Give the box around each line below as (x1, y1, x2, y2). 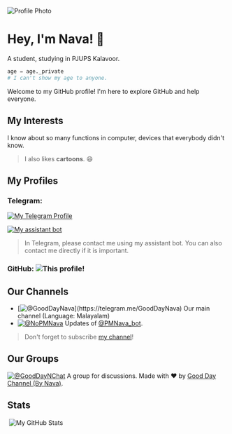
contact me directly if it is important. (24, 246, 129, 255)
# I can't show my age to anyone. (7, 74, 108, 81)
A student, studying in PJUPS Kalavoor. (7, 54, 120, 62)
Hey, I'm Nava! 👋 (7, 32, 105, 47)
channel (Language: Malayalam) (17, 311, 110, 320)
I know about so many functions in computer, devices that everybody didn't (7, 133, 225, 142)
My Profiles (7, 175, 59, 187)
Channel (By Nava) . (7, 379, 64, 387)
